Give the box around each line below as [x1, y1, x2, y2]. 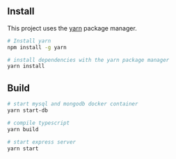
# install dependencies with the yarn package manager [7, 56, 170, 63]
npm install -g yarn [7, 44, 67, 51]
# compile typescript [7, 119, 70, 126]
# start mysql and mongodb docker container [7, 101, 138, 108]
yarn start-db [7, 107, 49, 114]
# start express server [7, 138, 77, 145]
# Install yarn [7, 37, 51, 44]
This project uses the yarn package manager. [7, 24, 137, 32]
